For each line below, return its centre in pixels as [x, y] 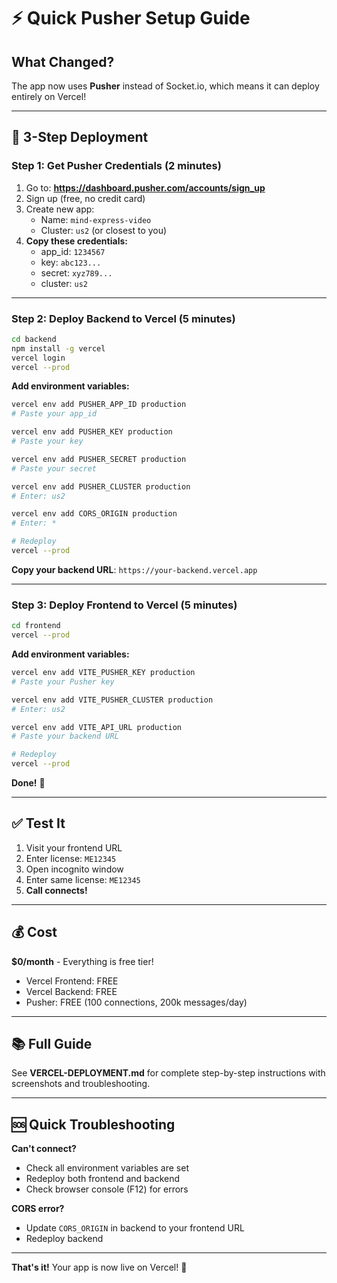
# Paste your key [47, 441]
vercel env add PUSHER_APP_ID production [99, 405]
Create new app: [60, 209]
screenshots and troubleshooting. [81, 1084]
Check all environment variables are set [107, 1168]
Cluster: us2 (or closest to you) [104, 230]
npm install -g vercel [58, 348]
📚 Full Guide [52, 1044]
